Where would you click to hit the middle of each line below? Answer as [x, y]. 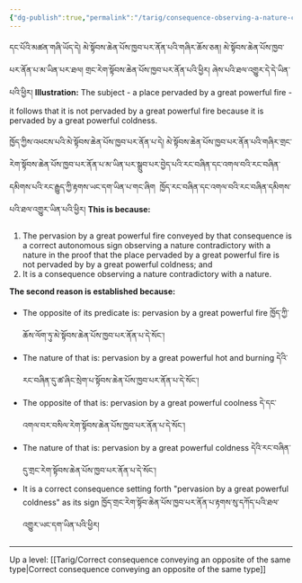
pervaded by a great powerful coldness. [84, 120]
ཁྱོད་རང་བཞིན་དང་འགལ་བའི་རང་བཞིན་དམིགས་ [226, 186]
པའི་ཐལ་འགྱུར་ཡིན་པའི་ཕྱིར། [48, 209]
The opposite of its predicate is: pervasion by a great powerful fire [145, 312]
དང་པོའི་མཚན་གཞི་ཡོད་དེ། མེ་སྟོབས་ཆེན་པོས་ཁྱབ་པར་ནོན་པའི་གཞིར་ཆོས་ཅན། [115, 47]
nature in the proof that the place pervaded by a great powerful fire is [151, 255]
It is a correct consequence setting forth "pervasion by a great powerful [155, 489]
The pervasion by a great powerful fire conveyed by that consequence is [157, 236]
